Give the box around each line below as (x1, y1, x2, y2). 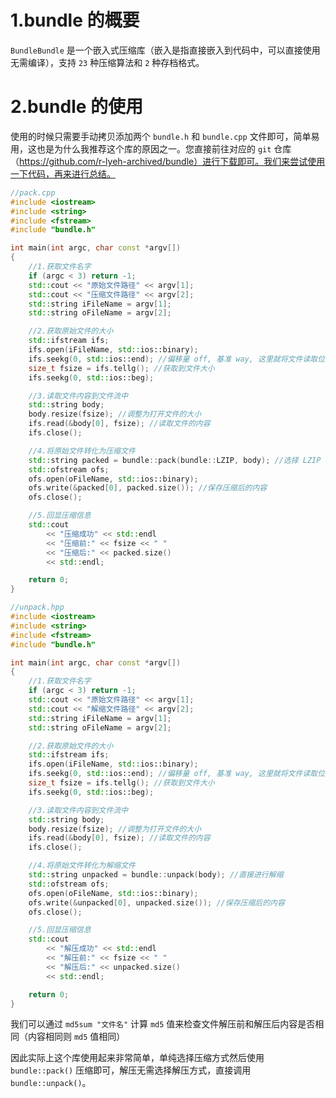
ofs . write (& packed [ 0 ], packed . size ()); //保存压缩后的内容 (28, 483, 268, 493)
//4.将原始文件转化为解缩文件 (28, 861, 136, 871)
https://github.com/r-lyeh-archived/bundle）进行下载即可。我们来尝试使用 (19, 155, 326, 167)
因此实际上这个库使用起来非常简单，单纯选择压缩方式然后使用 (10, 1052, 265, 1064)
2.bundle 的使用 (10, 96, 144, 118)
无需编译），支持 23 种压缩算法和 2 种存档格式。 (10, 56, 205, 68)
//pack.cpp (10, 187, 56, 198)
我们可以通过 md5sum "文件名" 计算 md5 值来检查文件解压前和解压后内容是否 (10, 1018, 316, 1030)
